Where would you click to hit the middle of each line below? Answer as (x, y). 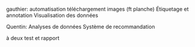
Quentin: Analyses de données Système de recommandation (81, 27)
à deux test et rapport (33, 38)
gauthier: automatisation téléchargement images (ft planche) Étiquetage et (97, 9)
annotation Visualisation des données (52, 15)
